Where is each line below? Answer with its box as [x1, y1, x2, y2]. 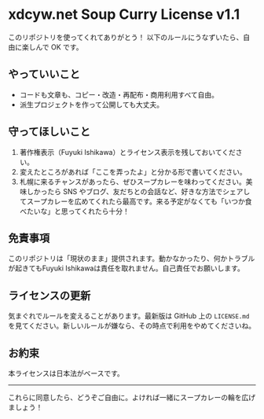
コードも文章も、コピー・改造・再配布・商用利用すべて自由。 [19, 90, 218, 99]
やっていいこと [8, 68, 80, 81]
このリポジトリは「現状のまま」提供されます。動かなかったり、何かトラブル [8, 254, 255, 263]
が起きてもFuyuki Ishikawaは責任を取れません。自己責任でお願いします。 [8, 263, 245, 273]
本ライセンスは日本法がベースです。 [8, 369, 124, 378]
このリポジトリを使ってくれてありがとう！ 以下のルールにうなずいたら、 [8, 32, 244, 42]
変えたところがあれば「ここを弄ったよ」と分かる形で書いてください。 [19, 167, 247, 176]
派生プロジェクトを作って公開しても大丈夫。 [19, 100, 163, 109]
